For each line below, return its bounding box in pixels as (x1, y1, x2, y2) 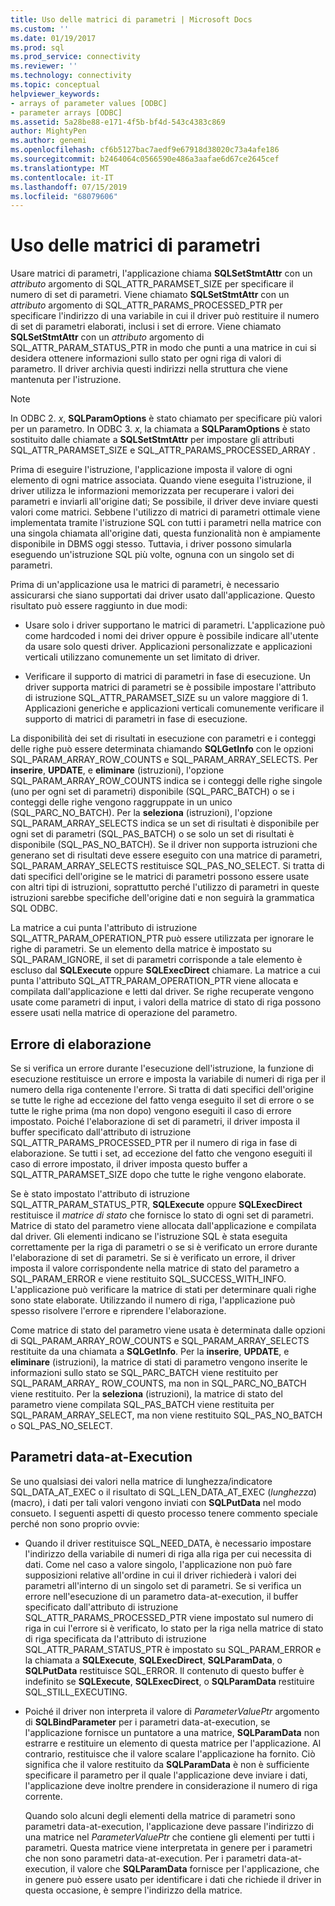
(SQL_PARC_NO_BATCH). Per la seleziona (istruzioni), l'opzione (10, 807, 273, 819)
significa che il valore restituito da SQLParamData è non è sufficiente (24, 1758, 310, 1770)
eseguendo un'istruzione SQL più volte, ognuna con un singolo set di (10, 549, 295, 561)
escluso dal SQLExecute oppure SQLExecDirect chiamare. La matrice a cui (10, 964, 321, 976)
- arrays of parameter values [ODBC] (10, 98, 168, 108)
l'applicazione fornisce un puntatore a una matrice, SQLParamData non (24, 1726, 320, 1738)
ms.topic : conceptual (10, 80, 101, 90)
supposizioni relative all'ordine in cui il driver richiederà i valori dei (24, 1569, 297, 1581)
